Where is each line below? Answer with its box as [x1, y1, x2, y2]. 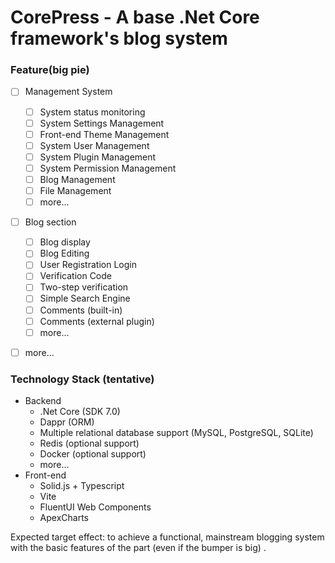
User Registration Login [39, 259, 137, 271]
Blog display [39, 236, 91, 248]
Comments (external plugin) [39, 315, 155, 327]
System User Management [39, 139, 150, 151]
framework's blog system [10, 27, 228, 50]
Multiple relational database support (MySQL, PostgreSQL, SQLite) [39, 427, 314, 439]
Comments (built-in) [39, 304, 123, 316]
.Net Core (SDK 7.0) [39, 406, 121, 418]
